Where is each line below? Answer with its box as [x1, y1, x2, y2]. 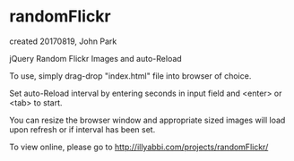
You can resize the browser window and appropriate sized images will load [9, 114, 286, 125]
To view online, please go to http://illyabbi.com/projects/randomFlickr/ [9, 141, 269, 152]
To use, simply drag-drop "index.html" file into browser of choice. [9, 70, 252, 81]
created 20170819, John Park [9, 36, 117, 47]
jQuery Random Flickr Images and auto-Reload [9, 53, 182, 64]
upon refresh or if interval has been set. [9, 123, 156, 135]
